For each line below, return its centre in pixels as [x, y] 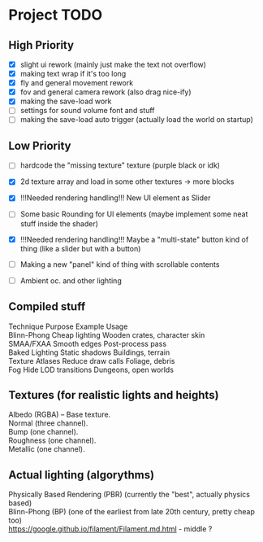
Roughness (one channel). [52, 440]
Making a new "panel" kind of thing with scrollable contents [120, 264]
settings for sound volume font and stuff [87, 111]
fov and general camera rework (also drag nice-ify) [106, 92]
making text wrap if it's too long [73, 74]
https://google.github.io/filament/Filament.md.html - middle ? [110, 529]
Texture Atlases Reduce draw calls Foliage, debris [92, 361]
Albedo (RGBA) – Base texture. [60, 415]
